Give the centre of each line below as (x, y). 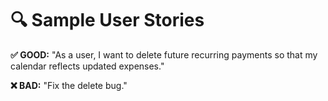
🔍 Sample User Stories (107, 20)
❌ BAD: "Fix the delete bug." (69, 85)
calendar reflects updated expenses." (87, 66)
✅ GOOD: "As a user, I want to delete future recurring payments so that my (164, 54)
